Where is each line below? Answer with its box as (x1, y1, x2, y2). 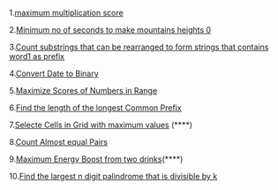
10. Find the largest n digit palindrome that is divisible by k (9, 171, 218, 181)
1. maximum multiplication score (9, 8, 124, 18)
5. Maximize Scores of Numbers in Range (9, 86, 158, 95)
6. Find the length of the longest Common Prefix (9, 103, 183, 113)
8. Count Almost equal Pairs (9, 137, 109, 147)
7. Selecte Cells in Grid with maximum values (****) (9, 119, 192, 130)
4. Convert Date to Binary (9, 68, 99, 79)
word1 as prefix (9, 51, 65, 61)
